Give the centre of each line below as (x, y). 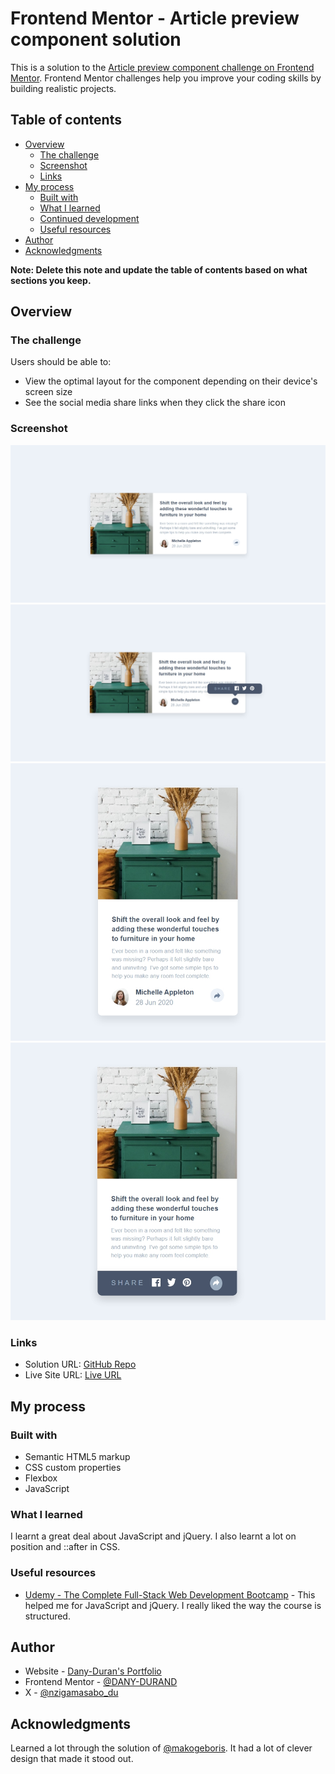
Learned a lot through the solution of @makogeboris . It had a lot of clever (161, 1748)
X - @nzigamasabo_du (71, 1693)
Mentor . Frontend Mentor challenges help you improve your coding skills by (166, 78)
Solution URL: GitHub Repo (80, 1364)
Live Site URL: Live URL (73, 1375)
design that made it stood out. (72, 1759)
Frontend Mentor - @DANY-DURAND (101, 1682)
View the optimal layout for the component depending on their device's (171, 381)
